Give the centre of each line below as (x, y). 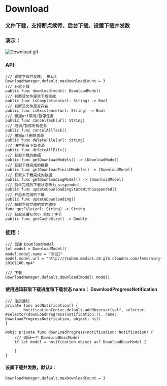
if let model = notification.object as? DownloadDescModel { (80, 342)
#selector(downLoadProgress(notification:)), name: (61, 315)
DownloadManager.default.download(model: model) (58, 277)
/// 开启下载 (18, 86)
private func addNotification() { (42, 306)
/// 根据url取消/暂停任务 (30, 116)
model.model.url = (25, 259)
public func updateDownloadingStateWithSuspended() (61, 189)
